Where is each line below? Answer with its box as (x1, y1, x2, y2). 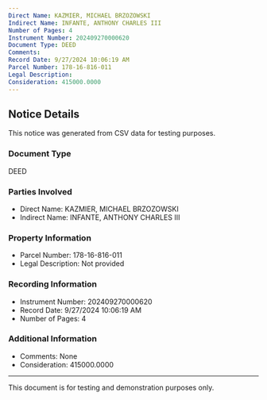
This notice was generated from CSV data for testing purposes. (8, 129, 216, 138)
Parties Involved (8, 186, 73, 197)
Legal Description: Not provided (19, 259, 125, 268)
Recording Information (8, 279, 98, 290)
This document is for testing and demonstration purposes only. (8, 383, 215, 392)
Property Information (8, 232, 91, 243)
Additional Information (8, 333, 98, 344)
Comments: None (19, 351, 78, 361)
